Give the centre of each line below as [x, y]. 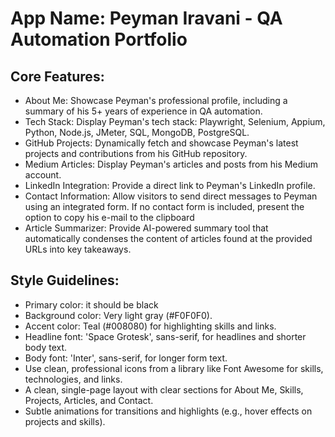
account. [43, 175]
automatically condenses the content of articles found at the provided [168, 238]
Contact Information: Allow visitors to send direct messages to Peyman [171, 196]
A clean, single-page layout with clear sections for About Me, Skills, [164, 389]
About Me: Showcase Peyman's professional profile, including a [156, 100]
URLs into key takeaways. [78, 249]
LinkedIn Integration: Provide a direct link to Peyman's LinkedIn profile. [170, 185]
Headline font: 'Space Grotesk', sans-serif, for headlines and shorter [165, 336]
